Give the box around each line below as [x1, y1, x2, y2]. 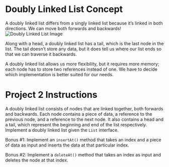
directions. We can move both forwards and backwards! [5, 25, 122, 31]
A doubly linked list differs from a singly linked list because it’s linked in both [5, 20, 163, 26]
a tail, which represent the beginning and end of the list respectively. [5, 121, 147, 127]
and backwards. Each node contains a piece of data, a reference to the [5, 111, 152, 117]
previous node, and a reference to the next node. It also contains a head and [5, 116, 164, 122]
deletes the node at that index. [5, 157, 68, 163]
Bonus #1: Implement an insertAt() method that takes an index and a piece [5, 136, 162, 142]
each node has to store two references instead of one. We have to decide [5, 66, 157, 72]
